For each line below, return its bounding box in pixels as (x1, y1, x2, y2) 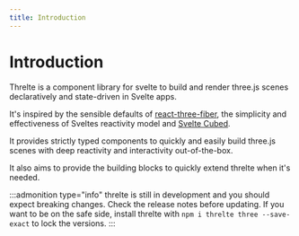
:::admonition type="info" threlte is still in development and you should (9, 189, 270, 200)
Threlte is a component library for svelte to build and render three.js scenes (9, 82, 289, 92)
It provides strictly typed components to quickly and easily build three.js (9, 135, 277, 146)
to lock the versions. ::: (31, 217, 116, 229)
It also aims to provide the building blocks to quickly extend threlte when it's (9, 162, 291, 173)
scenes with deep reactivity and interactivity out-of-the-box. (9, 144, 233, 155)
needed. (9, 171, 40, 182)
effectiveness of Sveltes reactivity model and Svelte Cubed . (9, 118, 231, 128)
